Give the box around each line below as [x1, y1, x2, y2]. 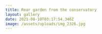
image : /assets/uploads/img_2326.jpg [5, 21, 86, 26]
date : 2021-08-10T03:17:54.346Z [5, 16, 74, 21]
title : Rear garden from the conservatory [5, 7, 97, 12]
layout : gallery [5, 12, 40, 17]
